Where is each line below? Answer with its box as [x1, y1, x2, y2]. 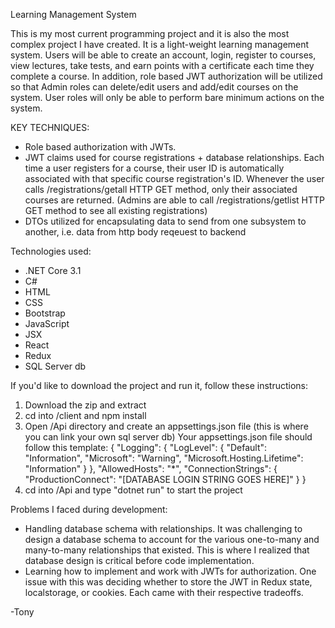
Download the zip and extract [24, 399, 147, 411]
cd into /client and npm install [24, 410, 147, 421]
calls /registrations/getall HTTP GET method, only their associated [24, 184, 298, 195]
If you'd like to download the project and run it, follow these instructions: [10, 380, 309, 391]
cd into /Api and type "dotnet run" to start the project [24, 484, 243, 496]
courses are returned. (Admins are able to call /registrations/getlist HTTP [24, 194, 325, 206]
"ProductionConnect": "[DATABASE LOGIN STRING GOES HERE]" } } [24, 474, 307, 485]
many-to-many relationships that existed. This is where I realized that [24, 544, 310, 556]
